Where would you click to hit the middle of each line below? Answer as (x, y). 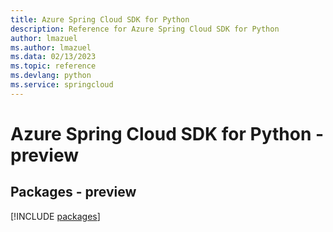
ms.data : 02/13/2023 (53, 57)
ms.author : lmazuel (51, 47)
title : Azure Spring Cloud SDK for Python (100, 19)
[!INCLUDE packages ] (55, 216)
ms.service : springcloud (62, 85)
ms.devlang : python (51, 76)
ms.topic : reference (53, 66)
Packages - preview (73, 192)
